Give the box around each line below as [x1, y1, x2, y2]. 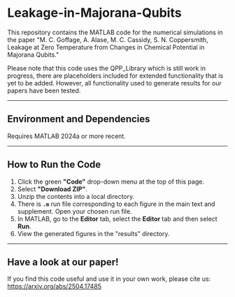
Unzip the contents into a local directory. [17, 192, 135, 200]
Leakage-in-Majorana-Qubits [7, 5, 182, 21]
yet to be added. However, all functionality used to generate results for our [7, 78, 222, 87]
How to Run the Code [7, 159, 101, 171]
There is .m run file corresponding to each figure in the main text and [17, 200, 215, 208]
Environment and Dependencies [7, 113, 150, 125]
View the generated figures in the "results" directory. [17, 229, 170, 237]
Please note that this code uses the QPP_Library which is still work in [7, 64, 206, 72]
